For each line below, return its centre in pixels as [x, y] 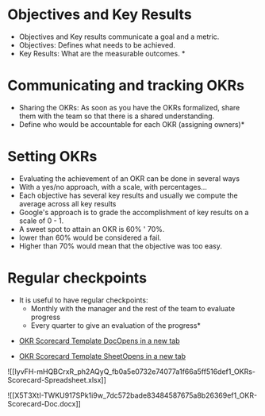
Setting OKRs [52, 157]
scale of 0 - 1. [41, 221]
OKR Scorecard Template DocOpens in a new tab [99, 341]
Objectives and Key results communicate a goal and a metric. [119, 37]
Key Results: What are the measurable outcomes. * [102, 53]
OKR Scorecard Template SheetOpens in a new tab [102, 356]
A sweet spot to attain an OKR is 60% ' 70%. [92, 229]
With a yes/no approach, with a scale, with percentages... [113, 187]
